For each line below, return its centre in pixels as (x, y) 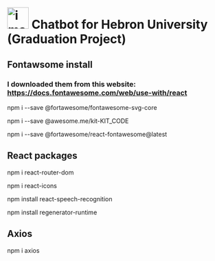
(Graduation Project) (67, 39)
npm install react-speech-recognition (60, 198)
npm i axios (23, 250)
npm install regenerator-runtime (52, 212)
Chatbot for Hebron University (120, 25)
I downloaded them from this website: (71, 84)
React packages (42, 156)
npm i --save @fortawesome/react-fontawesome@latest (87, 134)
